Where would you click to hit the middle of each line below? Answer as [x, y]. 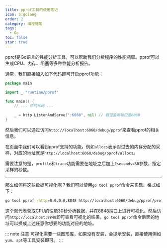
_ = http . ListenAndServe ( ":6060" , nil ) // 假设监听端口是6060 [77, 115]
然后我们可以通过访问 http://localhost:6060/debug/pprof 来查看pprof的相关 [83, 129]
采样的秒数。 [18, 169]
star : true [16, 42]
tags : [11, 28]
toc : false [16, 38]
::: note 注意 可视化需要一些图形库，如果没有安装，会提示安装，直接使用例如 [83, 234]
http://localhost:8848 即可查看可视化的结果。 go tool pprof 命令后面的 [82, 217]
